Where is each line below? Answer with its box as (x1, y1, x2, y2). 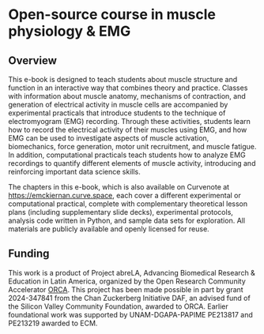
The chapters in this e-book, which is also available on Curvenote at (8, 182, 230, 191)
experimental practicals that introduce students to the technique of (8, 108, 226, 118)
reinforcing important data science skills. (8, 167, 141, 176)
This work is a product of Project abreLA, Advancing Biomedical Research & (8, 268, 255, 277)
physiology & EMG (8, 22, 131, 40)
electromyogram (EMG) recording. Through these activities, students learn (8, 117, 251, 126)
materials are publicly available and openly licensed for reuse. (8, 224, 209, 234)
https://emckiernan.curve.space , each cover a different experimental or (8, 191, 241, 200)
